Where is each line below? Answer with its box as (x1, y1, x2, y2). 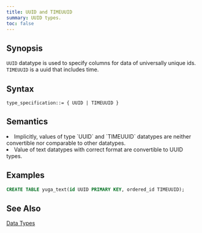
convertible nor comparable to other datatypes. (6, 139, 126, 147)
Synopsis (6, 43, 43, 53)
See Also (6, 203, 41, 213)
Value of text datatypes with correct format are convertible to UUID (14, 145, 184, 153)
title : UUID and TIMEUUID (6, 9, 72, 15)
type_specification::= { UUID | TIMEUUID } (6, 100, 119, 106)
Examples (6, 170, 45, 181)
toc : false (6, 20, 34, 26)
